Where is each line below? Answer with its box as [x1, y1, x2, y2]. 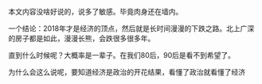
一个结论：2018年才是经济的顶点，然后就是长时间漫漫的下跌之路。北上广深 [8, 24, 255, 33]
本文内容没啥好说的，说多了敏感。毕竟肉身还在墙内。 [8, 7, 183, 16]
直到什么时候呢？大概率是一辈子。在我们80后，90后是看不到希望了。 [8, 51, 236, 59]
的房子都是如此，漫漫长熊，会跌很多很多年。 [8, 34, 155, 43]
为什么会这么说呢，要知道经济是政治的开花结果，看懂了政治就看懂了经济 [8, 67, 245, 77]
